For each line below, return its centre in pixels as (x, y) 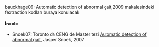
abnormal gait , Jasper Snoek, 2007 (48, 40)
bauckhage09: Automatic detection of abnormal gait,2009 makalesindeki (80, 7)
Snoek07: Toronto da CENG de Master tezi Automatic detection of (79, 34)
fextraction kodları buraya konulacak (42, 12)
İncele (12, 23)
